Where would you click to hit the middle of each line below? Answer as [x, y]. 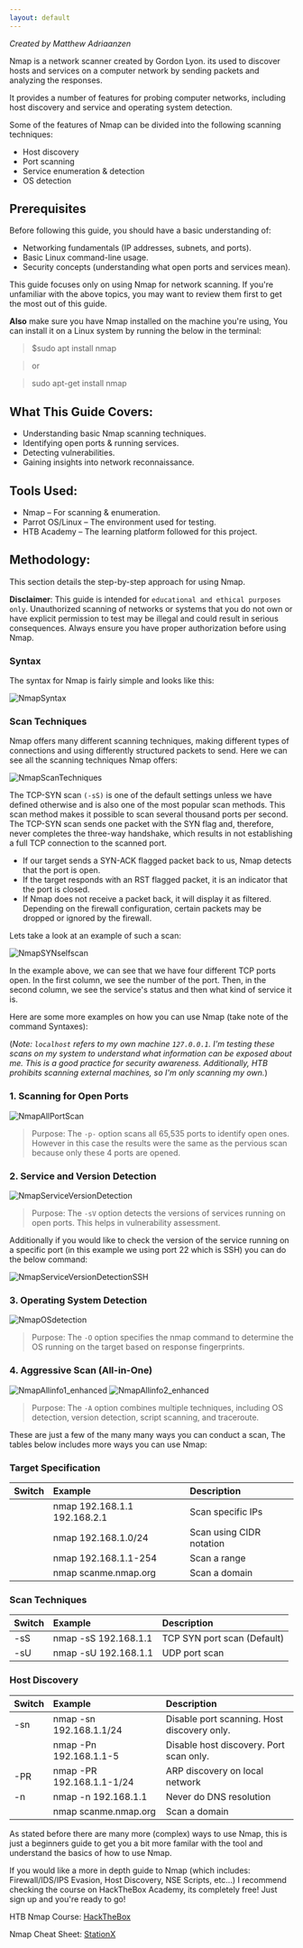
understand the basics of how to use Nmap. [91, 1852]
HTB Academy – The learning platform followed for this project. [140, 532]
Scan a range [217, 1558]
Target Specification [55, 1468]
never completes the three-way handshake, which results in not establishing [151, 834]
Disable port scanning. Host [225, 1719]
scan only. [188, 1756]
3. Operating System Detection [78, 1300]
